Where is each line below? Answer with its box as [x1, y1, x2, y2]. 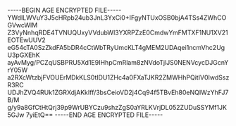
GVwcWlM [7, 21, 38, 29]
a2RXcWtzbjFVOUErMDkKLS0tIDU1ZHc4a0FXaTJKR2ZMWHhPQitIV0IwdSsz [7, 73, 230, 82]
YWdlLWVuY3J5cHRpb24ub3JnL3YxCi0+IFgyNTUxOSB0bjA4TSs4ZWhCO [7, 13, 227, 22]
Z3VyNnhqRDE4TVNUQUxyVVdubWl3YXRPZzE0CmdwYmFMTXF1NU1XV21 [7, 28, 229, 37]
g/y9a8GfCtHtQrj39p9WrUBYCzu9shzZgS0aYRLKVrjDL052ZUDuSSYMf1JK [7, 103, 228, 111]
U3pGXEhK [7, 51, 40, 59]
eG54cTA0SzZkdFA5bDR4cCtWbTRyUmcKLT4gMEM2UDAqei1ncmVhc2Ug [7, 44, 225, 51]
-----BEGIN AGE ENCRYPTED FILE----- [7, 6, 122, 14]
